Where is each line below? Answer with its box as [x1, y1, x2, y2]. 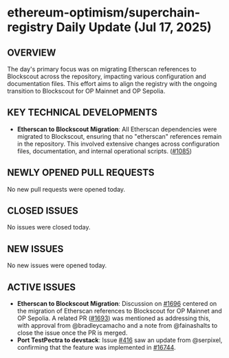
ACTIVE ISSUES [7, 281, 76, 293]
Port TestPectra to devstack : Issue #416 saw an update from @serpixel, [17, 336, 223, 344]
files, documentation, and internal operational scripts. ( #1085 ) [17, 146, 193, 155]
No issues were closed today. [7, 223, 91, 232]
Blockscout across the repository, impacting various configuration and [7, 72, 206, 80]
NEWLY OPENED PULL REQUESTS [7, 167, 155, 179]
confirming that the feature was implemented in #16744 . [17, 344, 176, 352]
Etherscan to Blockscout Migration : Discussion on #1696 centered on [17, 300, 217, 308]
